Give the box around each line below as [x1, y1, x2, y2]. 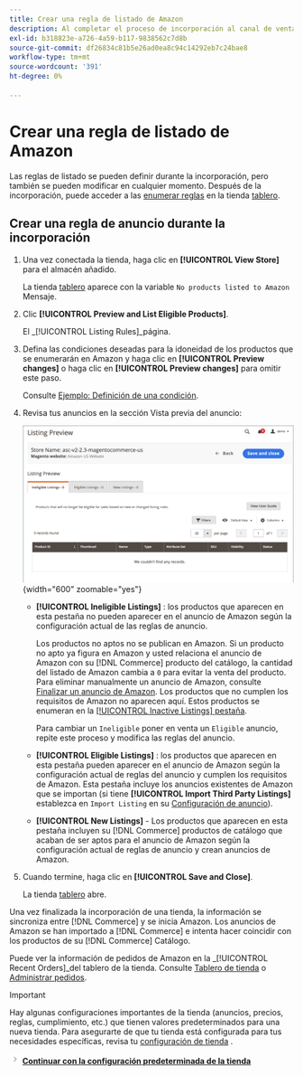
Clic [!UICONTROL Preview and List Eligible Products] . [22, 308, 229, 319]
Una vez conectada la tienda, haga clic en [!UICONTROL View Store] [22, 254, 280, 265]
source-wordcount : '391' [9, 62, 103, 71]
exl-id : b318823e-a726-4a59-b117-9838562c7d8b [9, 33, 188, 42]
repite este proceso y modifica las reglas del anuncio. [35, 732, 235, 743]
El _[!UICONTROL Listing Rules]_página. [22, 325, 171, 336]
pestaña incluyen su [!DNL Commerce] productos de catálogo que [35, 825, 283, 835]
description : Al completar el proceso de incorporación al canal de [9, 24, 272, 33]
